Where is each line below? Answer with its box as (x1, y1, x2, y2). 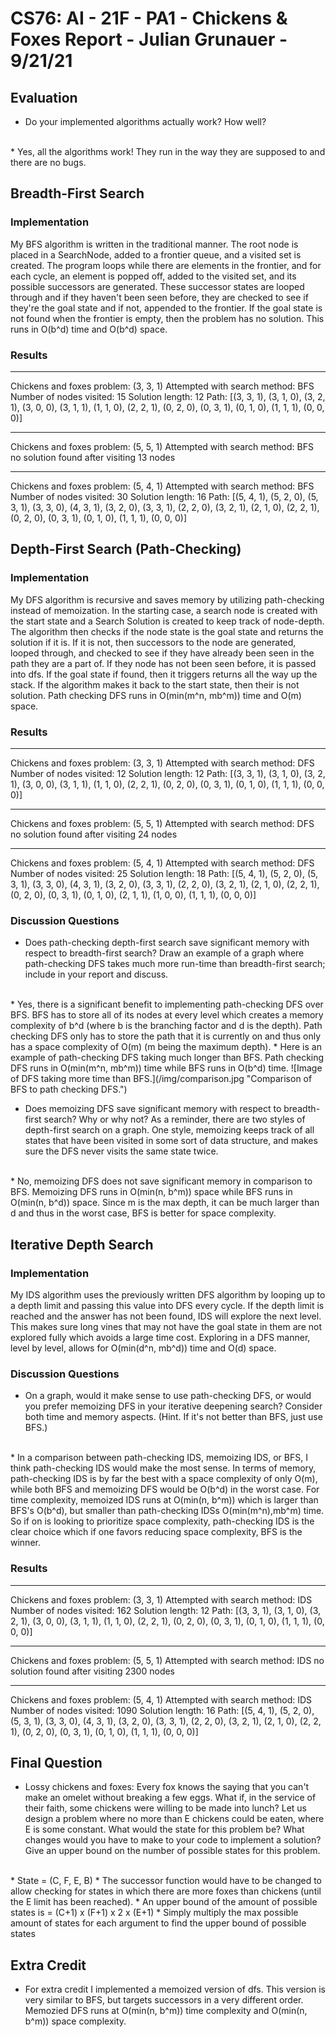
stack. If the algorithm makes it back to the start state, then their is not (10, 678, 300, 691)
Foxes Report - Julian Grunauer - (10, 28, 288, 51)
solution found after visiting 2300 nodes (10, 1665, 176, 1677)
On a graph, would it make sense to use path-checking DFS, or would (24, 1390, 312, 1402)
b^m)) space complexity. (24, 2015, 127, 2027)
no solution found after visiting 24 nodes (10, 828, 178, 840)
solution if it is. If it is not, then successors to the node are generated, (10, 636, 297, 648)
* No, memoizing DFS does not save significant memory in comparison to (10, 1175, 313, 1187)
